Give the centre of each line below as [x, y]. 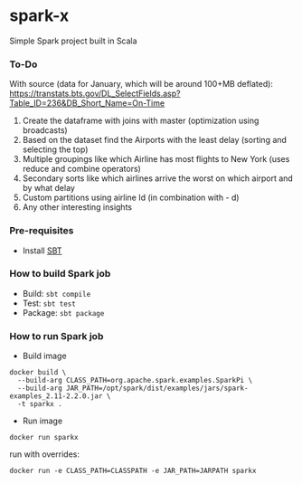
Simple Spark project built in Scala [73, 41]
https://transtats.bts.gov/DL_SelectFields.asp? [95, 94]
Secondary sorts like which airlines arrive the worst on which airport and [158, 178]
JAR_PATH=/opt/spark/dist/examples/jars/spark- [157, 389]
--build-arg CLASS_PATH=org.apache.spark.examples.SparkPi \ [135, 381]
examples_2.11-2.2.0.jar [56, 396]
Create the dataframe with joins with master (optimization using [141, 121]
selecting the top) [55, 149]
